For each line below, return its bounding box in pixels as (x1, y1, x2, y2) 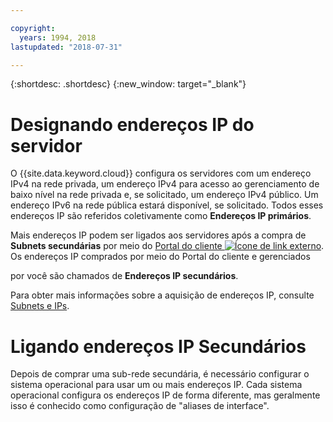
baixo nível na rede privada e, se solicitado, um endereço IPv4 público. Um (10, 189, 319, 201)
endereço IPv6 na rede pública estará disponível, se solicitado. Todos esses (10, 199, 324, 211)
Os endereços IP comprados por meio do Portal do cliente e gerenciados (10, 251, 311, 263)
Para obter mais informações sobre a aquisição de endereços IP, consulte (10, 289, 315, 301)
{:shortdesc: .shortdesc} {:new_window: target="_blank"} (10, 78, 247, 90)
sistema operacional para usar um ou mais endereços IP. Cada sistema (10, 379, 303, 391)
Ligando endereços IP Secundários (10, 335, 307, 358)
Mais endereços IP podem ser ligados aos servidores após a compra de (10, 229, 307, 241)
